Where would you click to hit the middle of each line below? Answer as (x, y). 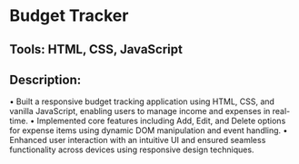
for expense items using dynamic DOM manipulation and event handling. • (149, 130)
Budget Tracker (69, 16)
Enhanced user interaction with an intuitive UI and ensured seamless (138, 140)
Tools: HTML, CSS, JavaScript (96, 49)
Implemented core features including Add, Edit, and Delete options (161, 121)
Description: (45, 79)
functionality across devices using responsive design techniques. (132, 150)
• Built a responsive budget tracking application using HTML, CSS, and (142, 101)
